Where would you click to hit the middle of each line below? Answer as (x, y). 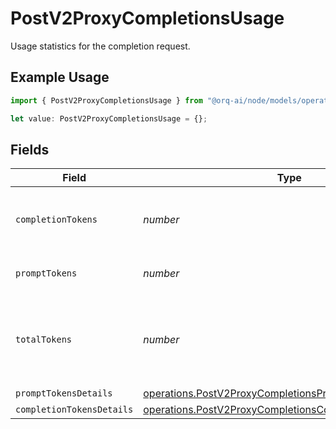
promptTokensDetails (64, 393)
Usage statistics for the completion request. (100, 46)
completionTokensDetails (74, 410)
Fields (30, 149)
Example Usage (60, 77)
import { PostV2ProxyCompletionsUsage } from (106, 100)
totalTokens (44, 340)
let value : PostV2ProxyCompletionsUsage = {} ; (109, 118)
